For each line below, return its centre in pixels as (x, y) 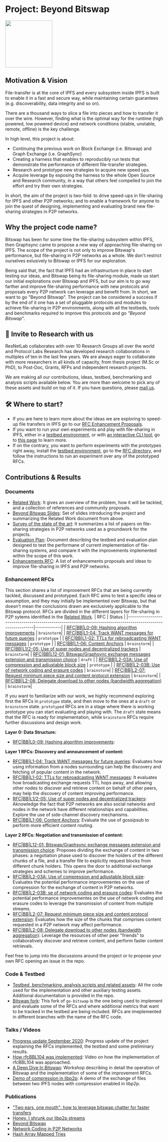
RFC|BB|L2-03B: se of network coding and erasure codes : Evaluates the (87, 893)
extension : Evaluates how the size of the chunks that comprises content (87, 919)
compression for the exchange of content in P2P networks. (73, 887)
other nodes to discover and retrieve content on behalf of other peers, (85, 788)
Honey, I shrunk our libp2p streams (49, 1118)
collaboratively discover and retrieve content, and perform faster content (88, 941)
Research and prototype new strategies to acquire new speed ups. (81, 170)
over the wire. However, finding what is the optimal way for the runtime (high (84, 118)
